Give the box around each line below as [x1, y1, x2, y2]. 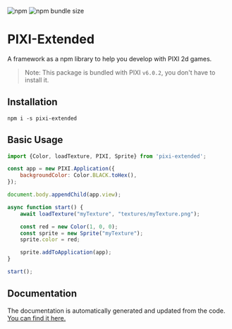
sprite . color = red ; [20, 236, 80, 243]
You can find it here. [7, 314, 66, 322]
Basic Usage [7, 134, 63, 146]
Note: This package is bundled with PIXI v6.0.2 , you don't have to [24, 68, 216, 77]
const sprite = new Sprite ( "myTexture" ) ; [20, 230, 143, 237]
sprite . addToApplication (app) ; [20, 249, 112, 256]
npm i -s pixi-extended [7, 115, 78, 122]
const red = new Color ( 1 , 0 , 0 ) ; [20, 223, 118, 230]
